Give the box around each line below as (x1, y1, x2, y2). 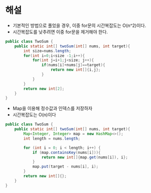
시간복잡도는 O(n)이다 (12, 112, 56, 118)
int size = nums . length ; (23, 48, 71, 53)
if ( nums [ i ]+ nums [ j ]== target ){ (41, 62, 105, 68)
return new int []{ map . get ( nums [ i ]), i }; (41, 154, 128, 160)
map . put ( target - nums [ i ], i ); (32, 164, 99, 169)
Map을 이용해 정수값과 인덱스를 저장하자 (12, 105, 93, 112)
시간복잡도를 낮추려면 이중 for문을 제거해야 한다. (12, 28, 108, 35)
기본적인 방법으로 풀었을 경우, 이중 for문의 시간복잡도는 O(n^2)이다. (12, 22, 146, 28)
